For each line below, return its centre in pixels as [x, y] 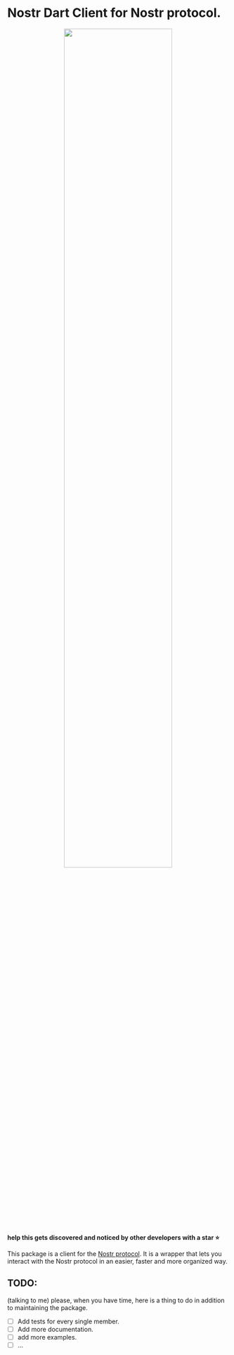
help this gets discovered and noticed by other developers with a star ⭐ [113, 1237]
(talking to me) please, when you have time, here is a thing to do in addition [116, 1300]
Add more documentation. [55, 1329]
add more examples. [47, 1337]
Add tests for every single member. [68, 1321]
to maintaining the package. [47, 1307]
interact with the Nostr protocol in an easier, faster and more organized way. [117, 1261]
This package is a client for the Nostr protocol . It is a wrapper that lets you [115, 1253]
